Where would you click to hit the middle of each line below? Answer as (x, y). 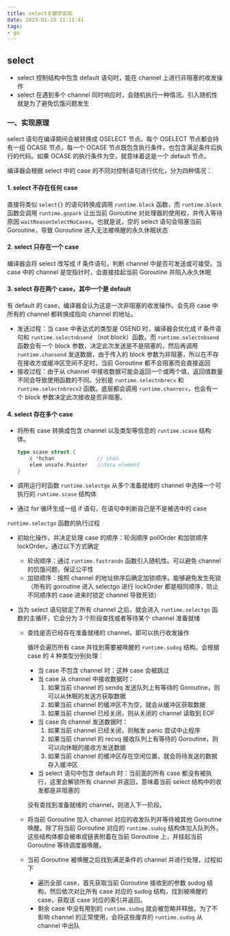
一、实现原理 (28, 123)
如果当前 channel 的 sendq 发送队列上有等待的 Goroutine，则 (134, 687)
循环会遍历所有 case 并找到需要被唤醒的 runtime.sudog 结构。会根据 (123, 647)
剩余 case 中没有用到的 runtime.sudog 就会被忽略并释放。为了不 (127, 908)
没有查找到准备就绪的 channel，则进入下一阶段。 (96, 804)
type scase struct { (46, 452)
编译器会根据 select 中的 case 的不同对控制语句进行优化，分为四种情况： (110, 171)
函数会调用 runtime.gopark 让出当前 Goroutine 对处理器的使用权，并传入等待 (115, 212)
